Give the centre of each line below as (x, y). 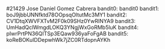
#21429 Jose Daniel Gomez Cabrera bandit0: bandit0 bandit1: (83, 9)
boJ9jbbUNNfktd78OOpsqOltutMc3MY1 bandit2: (67, 15)
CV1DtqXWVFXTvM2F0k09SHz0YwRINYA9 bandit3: (71, 21)
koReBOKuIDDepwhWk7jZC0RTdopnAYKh (58, 40)
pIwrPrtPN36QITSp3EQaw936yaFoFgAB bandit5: (67, 34)
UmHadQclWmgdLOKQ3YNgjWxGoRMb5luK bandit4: (72, 27)
